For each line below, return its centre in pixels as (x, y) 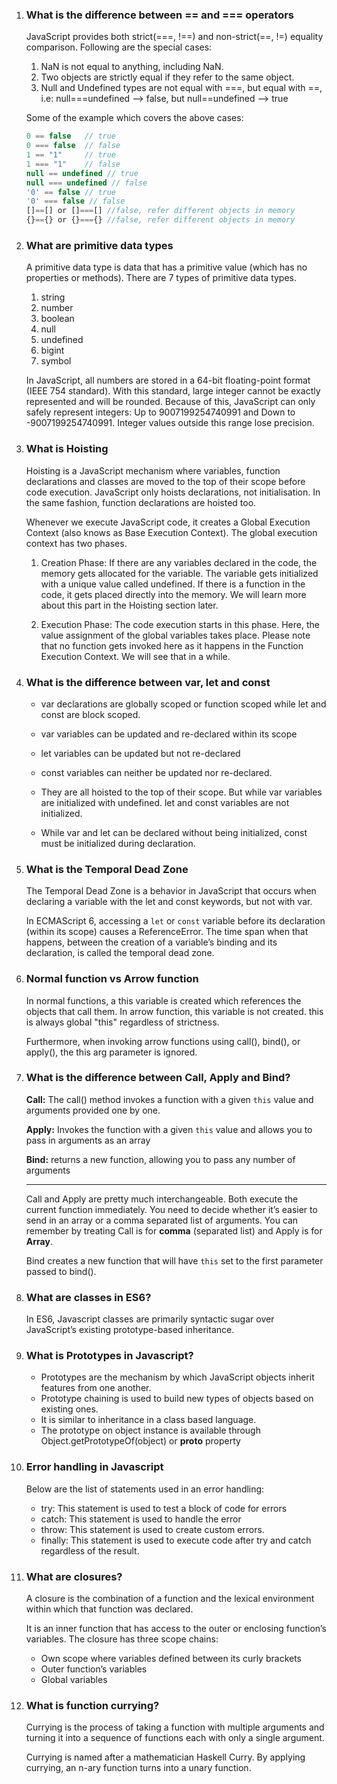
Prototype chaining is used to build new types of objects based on (177, 1399)
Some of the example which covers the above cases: (134, 118)
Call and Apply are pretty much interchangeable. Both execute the (162, 1199)
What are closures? (74, 1576)
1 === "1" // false (73, 164)
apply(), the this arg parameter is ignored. (111, 1052)
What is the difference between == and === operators (159, 15)
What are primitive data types (99, 245)
